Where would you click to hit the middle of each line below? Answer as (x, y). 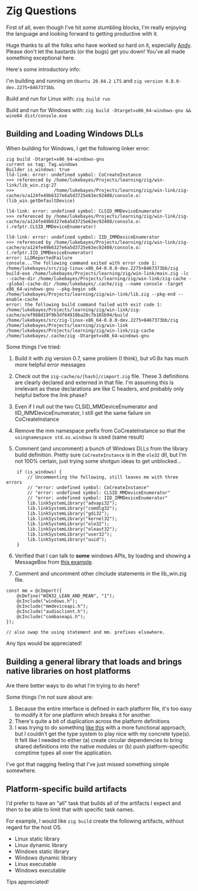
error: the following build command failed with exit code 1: (84, 305)
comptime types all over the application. (64, 753)
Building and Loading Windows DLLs (75, 134)
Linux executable (35, 864)
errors (14, 482)
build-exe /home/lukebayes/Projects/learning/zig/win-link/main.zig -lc (98, 273)
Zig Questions (41, 11)
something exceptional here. (41, 58)
